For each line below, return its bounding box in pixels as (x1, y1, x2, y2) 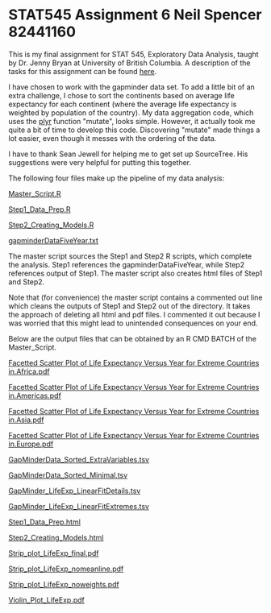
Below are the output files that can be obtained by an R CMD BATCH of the (8, 333, 256, 343)
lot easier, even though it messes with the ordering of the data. (8, 133, 217, 143)
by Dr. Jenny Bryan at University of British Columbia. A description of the (8, 58, 251, 68)
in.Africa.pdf (8, 367, 50, 376)
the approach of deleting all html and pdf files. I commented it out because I (8, 309, 261, 319)
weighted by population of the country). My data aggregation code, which (8, 107, 254, 118)
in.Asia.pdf (8, 415, 44, 425)
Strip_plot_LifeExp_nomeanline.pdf (8, 564, 124, 574)
